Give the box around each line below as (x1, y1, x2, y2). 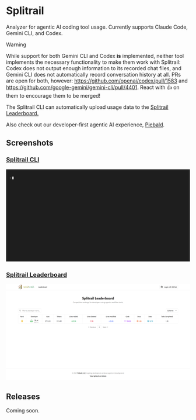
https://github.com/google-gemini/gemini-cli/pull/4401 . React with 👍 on (6, 84, 180, 91)
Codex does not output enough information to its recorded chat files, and (6, 64, 182, 71)
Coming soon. (6, 407, 40, 414)
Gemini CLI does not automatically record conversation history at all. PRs (6, 71, 181, 78)
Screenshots (6, 138, 54, 148)
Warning (6, 41, 26, 48)
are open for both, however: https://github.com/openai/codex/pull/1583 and (6, 77, 188, 84)
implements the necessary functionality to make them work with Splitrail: (6, 58, 181, 66)
